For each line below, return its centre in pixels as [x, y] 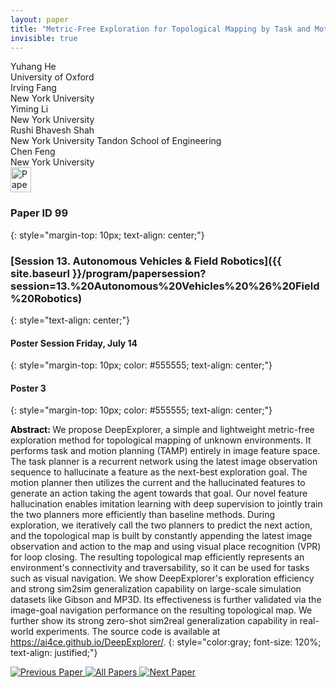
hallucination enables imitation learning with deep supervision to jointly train [166, 504]
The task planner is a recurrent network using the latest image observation [164, 462]
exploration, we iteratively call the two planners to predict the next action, [161, 525]
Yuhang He [33, 67]
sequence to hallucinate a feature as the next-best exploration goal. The [159, 472]
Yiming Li [29, 109]
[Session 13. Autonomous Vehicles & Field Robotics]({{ [146, 261]
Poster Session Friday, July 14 [74, 343]
